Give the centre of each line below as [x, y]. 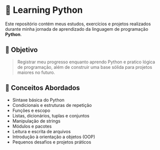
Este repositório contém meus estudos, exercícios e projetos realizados [78, 24]
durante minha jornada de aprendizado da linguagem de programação [77, 29]
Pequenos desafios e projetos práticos [52, 142]
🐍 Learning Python [44, 10]
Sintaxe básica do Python [38, 100]
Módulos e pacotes [32, 126]
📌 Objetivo [22, 50]
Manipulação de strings [36, 121]
